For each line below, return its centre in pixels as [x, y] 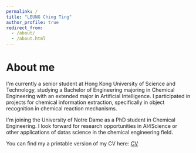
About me [31, 67]
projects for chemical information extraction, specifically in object [85, 102]
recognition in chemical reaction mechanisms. [62, 108]
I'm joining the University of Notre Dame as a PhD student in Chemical [91, 120]
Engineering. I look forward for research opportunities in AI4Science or [92, 126]
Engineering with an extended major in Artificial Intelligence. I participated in [98, 96]
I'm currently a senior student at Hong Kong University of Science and [91, 84]
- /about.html [28, 39]
